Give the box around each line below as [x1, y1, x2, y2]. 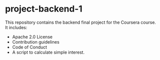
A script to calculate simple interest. [12, 49, 85, 55]
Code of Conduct [12, 44, 47, 50]
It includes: [5, 24, 27, 30]
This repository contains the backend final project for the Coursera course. [5, 19, 156, 25]
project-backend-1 [5, 3, 83, 15]
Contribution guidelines [12, 39, 60, 45]
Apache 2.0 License [12, 34, 53, 40]
